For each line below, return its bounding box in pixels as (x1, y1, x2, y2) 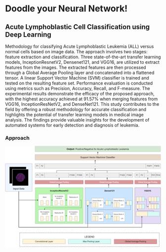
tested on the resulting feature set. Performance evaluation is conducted (5, 80, 153, 86)
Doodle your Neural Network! (5, 3, 128, 14)
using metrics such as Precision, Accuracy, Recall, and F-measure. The (5, 85, 150, 91)
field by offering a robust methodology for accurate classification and (5, 107, 147, 112)
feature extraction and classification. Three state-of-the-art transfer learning (5, 54, 161, 60)
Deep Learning (5, 30, 51, 39)
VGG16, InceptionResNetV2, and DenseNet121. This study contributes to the (5, 101, 160, 107)
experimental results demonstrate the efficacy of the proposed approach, (5, 91, 155, 96)
